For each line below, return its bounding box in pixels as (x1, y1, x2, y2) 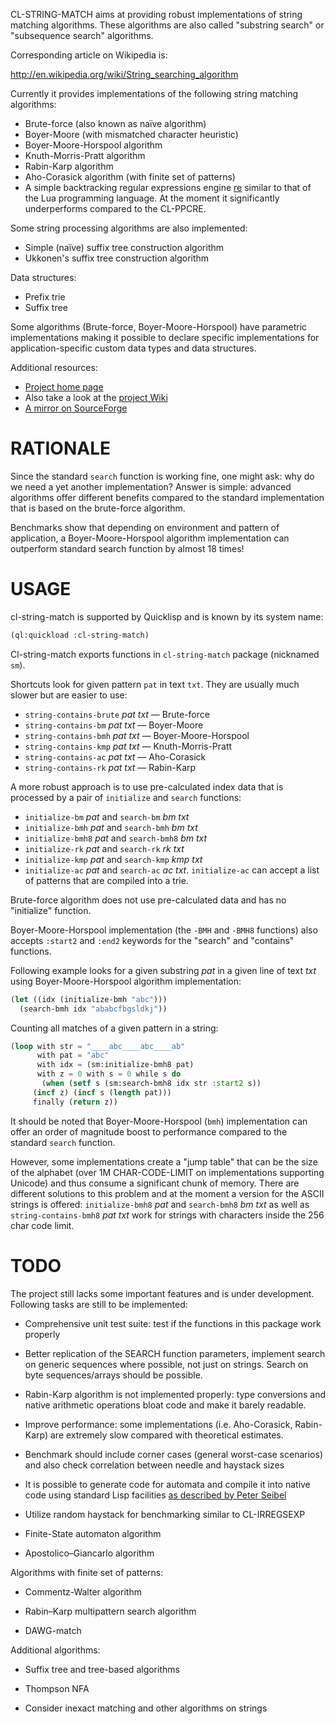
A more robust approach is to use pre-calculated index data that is (10, 780, 284, 793)
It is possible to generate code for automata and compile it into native (24, 1478, 311, 1490)
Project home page (24, 381, 104, 393)
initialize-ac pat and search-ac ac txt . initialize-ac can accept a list (24, 864, 320, 876)
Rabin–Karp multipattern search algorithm (24, 1605, 197, 1617)
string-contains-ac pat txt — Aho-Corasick (24, 750, 207, 763)
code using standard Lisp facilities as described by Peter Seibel (24, 1489, 287, 1501)
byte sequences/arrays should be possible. (24, 1369, 203, 1381)
